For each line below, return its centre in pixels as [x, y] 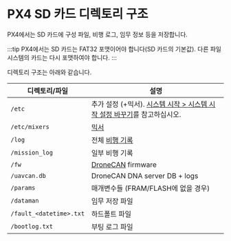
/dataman [25, 200]
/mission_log [32, 152]
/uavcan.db [28, 175]
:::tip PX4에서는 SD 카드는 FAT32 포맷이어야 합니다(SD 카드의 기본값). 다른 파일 [114, 49]
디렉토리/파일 [48, 91]
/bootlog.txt [32, 226]
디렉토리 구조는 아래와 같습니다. [49, 72]
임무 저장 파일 [112, 201]
